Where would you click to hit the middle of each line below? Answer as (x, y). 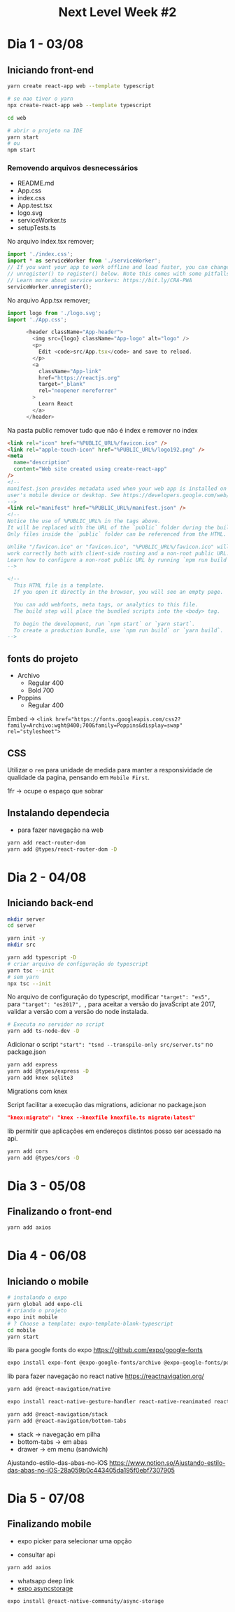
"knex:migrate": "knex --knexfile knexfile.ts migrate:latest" (101, 1118)
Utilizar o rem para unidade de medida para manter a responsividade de (110, 770)
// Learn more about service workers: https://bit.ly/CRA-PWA (100, 280)
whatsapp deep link (46, 1580)
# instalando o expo (37, 1298)
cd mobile (22, 1330)
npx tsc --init (29, 984)
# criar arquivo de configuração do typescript (78, 964)
